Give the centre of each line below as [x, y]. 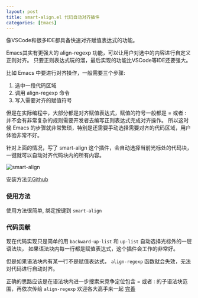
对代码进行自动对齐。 [32, 268]
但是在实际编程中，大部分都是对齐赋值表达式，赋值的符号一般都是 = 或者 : [96, 113]
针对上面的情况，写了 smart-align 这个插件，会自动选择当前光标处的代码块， [99, 148]
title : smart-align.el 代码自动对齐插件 [53, 17]
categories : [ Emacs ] [32, 23]
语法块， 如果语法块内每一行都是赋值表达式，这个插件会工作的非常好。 [92, 248]
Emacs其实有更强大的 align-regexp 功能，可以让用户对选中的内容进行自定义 [98, 53]
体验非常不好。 [24, 135]
